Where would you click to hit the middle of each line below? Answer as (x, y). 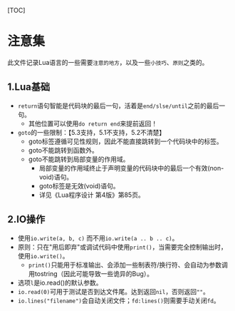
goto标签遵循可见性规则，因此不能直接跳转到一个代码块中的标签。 (125, 141)
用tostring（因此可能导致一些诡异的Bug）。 (91, 273)
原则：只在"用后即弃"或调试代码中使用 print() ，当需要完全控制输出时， (122, 247)
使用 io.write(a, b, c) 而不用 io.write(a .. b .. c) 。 (98, 238)
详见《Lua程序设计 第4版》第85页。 (92, 195)
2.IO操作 (26, 219)
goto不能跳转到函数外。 (63, 150)
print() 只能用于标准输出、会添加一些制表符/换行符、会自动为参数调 (128, 265)
